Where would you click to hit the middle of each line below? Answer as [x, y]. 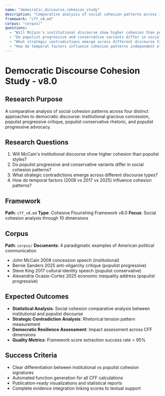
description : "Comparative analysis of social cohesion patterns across [81, 14]
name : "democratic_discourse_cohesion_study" [52, 10]
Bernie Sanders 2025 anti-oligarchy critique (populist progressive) [79, 265]
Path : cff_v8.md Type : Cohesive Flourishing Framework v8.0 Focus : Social [81, 213]
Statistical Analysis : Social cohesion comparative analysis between [81, 308]
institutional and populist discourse [48, 314]
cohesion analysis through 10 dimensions [47, 218]
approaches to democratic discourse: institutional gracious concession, [77, 116]
